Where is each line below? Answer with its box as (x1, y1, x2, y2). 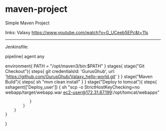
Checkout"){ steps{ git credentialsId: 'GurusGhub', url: (5, 68, 115, 74)
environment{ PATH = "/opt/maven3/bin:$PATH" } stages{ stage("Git (5, 63, 145, 69)
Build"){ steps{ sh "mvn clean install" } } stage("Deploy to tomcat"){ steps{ (5, 78, 157, 85)
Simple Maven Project (5, 20, 50, 26)
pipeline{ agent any (5, 53, 45, 59)
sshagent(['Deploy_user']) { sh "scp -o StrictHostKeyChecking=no (5, 84, 140, 90)
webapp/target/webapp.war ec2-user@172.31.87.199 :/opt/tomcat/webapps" (5, 89, 160, 95)
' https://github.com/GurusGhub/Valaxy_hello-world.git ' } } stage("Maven (5, 73, 153, 79)
